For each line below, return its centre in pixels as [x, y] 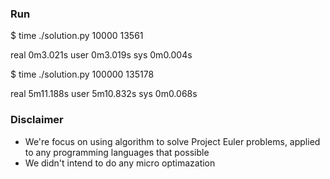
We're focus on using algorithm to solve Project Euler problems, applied [172, 141]
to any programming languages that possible [117, 152]
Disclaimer [37, 120]
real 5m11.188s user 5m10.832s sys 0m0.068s [104, 94]
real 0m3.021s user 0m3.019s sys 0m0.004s [101, 55]
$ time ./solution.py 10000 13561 [77, 36]
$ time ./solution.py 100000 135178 [82, 74]
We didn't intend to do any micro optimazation [120, 163]
